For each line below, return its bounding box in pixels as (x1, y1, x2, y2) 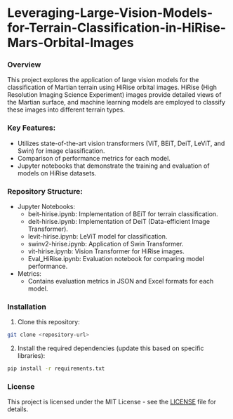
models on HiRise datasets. (17, 168, 97, 177)
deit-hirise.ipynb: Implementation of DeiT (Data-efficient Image (27, 218, 211, 226)
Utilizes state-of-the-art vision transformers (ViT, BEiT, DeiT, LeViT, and (17, 139, 225, 147)
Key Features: (7, 123, 56, 133)
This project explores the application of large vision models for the (7, 76, 199, 84)
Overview (7, 60, 41, 69)
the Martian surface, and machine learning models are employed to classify (7, 98, 226, 107)
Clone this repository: (17, 318, 80, 326)
